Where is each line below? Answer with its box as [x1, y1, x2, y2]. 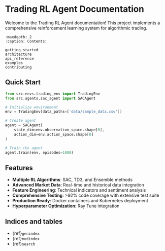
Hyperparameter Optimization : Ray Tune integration [12, 203, 120, 209]
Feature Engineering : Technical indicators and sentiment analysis [12, 187, 146, 193]
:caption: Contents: [5, 38, 48, 44]
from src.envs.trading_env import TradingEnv [5, 91, 100, 96]
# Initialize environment [5, 105, 58, 109]
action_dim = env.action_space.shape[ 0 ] [14, 132, 94, 137]
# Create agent [5, 118, 36, 123]
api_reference [5, 56, 34, 61]
